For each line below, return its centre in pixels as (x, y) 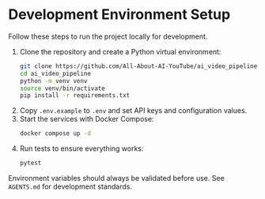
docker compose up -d (55, 133)
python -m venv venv (53, 81)
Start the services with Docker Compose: (87, 119)
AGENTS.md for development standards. (70, 186)
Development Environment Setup (119, 15)
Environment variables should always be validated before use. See (117, 178)
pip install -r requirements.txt (75, 96)
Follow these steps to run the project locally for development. (108, 36)
